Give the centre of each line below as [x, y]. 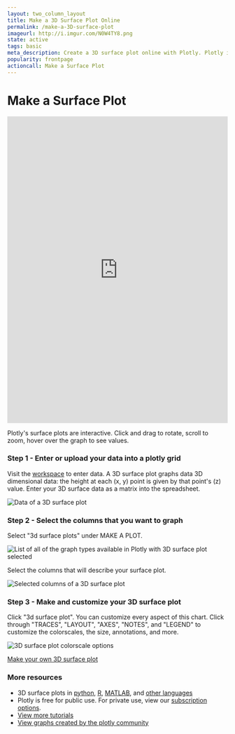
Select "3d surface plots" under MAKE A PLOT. [75, 536]
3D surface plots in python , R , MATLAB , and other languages [105, 693]
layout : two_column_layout [47, 14]
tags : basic [24, 46]
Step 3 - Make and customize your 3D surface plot [94, 602]
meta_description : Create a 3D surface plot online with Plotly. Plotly [115, 53]
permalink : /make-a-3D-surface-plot [60, 27]
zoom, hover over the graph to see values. [68, 440]
